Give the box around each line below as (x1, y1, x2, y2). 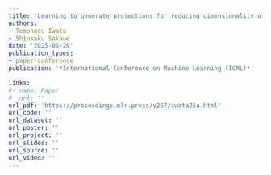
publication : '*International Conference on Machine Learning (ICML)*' (8, 65, 254, 73)
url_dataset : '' (8, 116, 63, 125)
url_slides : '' (8, 139, 60, 147)
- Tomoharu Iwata (8, 27, 67, 35)
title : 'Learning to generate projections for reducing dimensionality (8, 11, 254, 20)
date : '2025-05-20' (8, 42, 74, 50)
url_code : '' (8, 109, 52, 117)
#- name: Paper (8, 86, 60, 94)
